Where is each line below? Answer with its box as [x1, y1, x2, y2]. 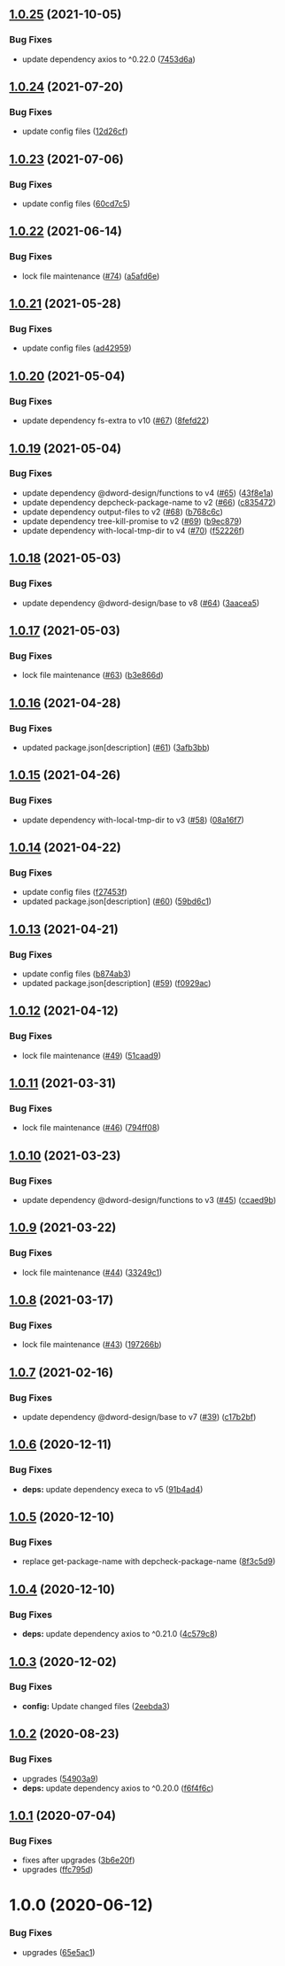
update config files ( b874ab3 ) [21, 968, 131, 979]
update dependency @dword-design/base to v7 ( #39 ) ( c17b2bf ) [21, 1412, 257, 1422]
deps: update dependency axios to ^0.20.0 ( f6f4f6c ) [21, 1783, 214, 1793]
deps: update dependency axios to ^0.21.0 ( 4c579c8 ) [21, 1629, 219, 1639]
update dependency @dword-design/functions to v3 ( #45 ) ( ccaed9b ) [21, 1195, 277, 1205]
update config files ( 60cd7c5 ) [21, 198, 131, 209]
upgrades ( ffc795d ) [21, 1864, 94, 1875]
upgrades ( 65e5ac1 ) [21, 1947, 96, 1957]
